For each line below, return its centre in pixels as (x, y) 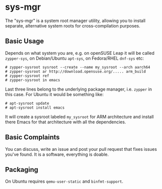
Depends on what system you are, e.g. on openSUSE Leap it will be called (80, 53)
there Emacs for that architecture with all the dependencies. (66, 122)
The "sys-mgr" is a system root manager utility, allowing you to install (75, 21)
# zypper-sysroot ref (27, 76)
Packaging (22, 170)
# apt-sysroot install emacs (35, 107)
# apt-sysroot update (27, 103)
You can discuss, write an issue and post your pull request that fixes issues (81, 149)
